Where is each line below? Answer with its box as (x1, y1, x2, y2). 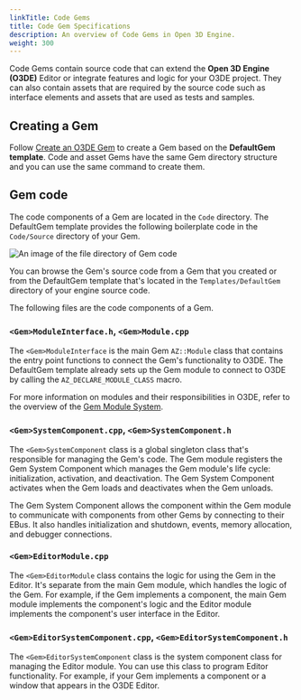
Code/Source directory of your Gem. (9, 230, 141, 241)
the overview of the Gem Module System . (9, 401, 164, 412)
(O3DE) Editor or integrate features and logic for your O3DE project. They (9, 73, 282, 84)
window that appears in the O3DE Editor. (9, 680, 160, 691)
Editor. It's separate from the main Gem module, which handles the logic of (9, 579, 287, 590)
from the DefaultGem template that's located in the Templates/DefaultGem (9, 275, 281, 285)
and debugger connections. (9, 529, 113, 540)
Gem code (9, 187, 68, 203)
